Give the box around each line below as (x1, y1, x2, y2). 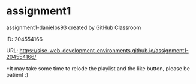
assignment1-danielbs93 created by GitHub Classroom (6, 24, 141, 31)
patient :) (6, 71, 29, 78)
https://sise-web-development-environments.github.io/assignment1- (19, 46, 189, 54)
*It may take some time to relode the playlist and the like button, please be (6, 64, 191, 72)
